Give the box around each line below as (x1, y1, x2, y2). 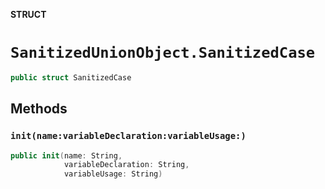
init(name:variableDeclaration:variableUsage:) (10, 130, 247, 142)
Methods (10, 100, 68, 118)
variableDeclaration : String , (63, 160, 190, 170)
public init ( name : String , (10, 150, 123, 161)
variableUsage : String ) (63, 169, 163, 179)
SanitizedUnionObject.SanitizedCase (10, 44, 316, 63)
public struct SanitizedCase (10, 72, 132, 83)
